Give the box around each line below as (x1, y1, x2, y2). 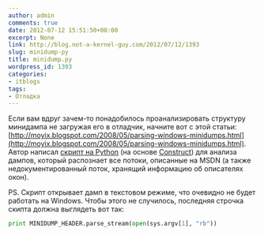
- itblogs (8, 77, 41, 85)
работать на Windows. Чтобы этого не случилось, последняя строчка (8, 196, 244, 206)
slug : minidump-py (8, 48, 69, 56)
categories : (8, 70, 47, 78)
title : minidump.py (8, 56, 73, 64)
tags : (8, 84, 26, 93)
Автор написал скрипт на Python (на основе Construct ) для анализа (8, 147, 237, 157)
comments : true (8, 19, 58, 27)
